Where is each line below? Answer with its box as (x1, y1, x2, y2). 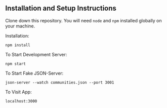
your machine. (5, 23, 35, 29)
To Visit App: (5, 89, 32, 95)
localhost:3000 (5, 98, 37, 103)
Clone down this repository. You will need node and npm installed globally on (5, 17, 162, 23)
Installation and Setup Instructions (5, 4, 116, 13)
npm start (5, 61, 26, 66)
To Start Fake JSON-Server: (5, 70, 64, 76)
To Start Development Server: (5, 51, 67, 57)
